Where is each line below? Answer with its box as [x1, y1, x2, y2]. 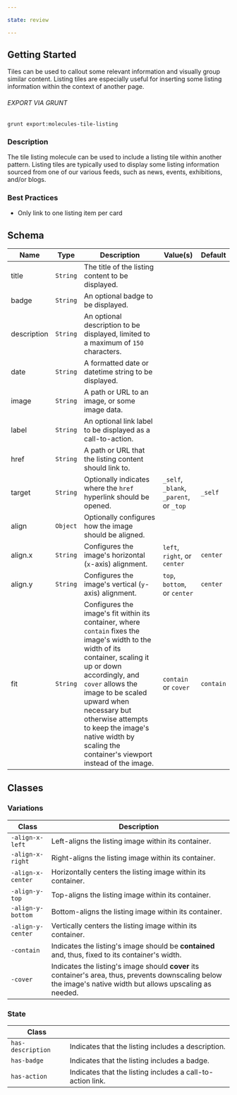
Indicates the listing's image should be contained [51, 941, 215, 950]
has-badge [11, 1057, 44, 1065]
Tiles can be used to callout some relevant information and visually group [7, 68, 221, 76]
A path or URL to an [83, 387, 149, 397]
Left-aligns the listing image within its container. [51, 836, 212, 846]
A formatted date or [83, 358, 150, 368]
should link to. [83, 463, 130, 473]
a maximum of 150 [83, 338, 144, 348]
